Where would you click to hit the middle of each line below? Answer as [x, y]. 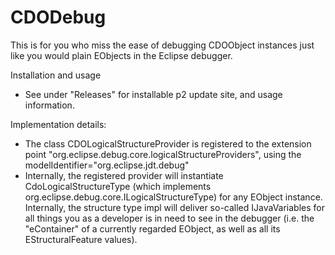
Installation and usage [56, 75]
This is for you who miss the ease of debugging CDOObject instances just [162, 45]
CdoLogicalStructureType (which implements [118, 186]
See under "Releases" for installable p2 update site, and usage [153, 94]
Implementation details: [58, 124]
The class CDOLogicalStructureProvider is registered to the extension [168, 143]
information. [49, 105]
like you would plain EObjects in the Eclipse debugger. [121, 55]
